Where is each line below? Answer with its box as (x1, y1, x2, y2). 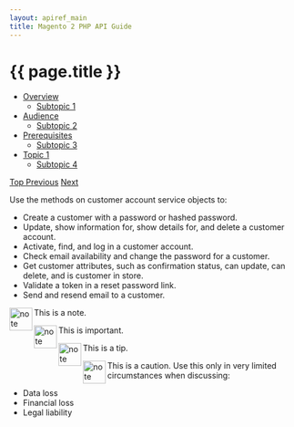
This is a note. (34, 307, 86, 318)
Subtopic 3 (35, 140, 77, 151)
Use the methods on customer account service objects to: (9, 194, 228, 205)
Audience (22, 110, 59, 121)
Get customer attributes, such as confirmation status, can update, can (22, 261, 286, 272)
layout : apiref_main (9, 13, 88, 23)
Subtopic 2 (35, 120, 77, 131)
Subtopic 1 (35, 101, 76, 112)
